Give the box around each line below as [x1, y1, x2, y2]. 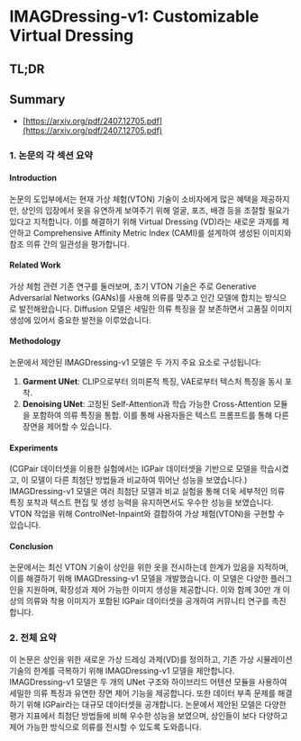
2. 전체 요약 [9, 632, 57, 645]
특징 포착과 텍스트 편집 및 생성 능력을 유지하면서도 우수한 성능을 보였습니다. [9, 497, 274, 508]
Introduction [9, 172, 57, 183]
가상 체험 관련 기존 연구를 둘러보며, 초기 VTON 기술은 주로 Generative [9, 281, 257, 292]
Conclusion [9, 540, 54, 551]
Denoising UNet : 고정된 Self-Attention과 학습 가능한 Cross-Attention [22, 398, 272, 409]
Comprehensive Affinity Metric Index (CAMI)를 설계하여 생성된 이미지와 [32, 227, 292, 238]
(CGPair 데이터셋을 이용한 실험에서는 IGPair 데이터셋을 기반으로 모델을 [9, 464, 259, 474]
